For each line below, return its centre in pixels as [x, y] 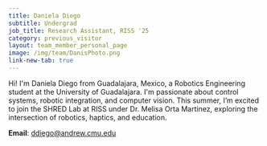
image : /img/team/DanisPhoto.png [64, 53]
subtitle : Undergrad [43, 23]
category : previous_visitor [55, 38]
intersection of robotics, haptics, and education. [88, 117]
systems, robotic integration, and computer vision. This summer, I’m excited [134, 100]
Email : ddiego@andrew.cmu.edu [62, 132]
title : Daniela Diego [45, 16]
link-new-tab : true [41, 61]
